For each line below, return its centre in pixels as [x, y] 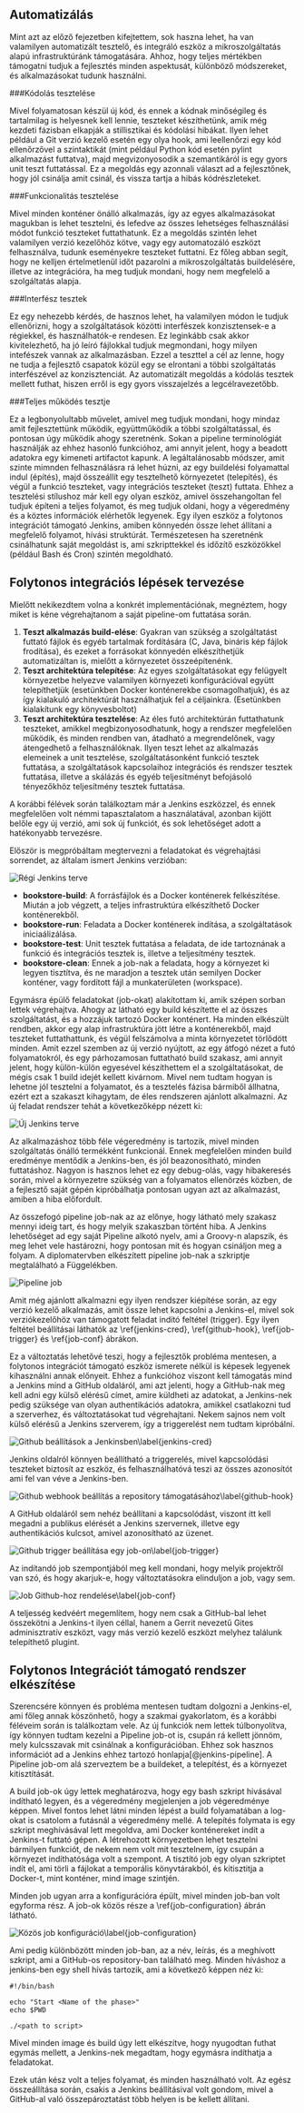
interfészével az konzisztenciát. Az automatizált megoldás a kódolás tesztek [152, 374]
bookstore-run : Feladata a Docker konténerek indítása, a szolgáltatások [157, 924]
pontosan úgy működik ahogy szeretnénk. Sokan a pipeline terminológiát [146, 438]
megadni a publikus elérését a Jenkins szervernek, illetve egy [125, 1523]
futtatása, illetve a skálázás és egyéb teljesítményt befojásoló [137, 777]
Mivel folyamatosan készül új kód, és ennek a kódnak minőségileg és [138, 110]
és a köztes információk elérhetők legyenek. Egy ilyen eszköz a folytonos [146, 515]
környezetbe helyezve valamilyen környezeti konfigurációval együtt [148, 680]
